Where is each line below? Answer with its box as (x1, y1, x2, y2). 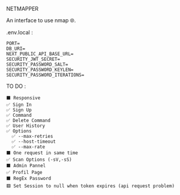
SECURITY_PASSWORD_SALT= (6, 61, 68, 67)
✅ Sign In (6, 102, 32, 108)
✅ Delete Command (6, 117, 51, 123)
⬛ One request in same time (6, 150, 78, 156)
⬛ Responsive (6, 95, 41, 101)
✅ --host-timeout (11, 138, 56, 144)
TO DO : (6, 82, 26, 90)
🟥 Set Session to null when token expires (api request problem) (6, 183, 175, 189)
